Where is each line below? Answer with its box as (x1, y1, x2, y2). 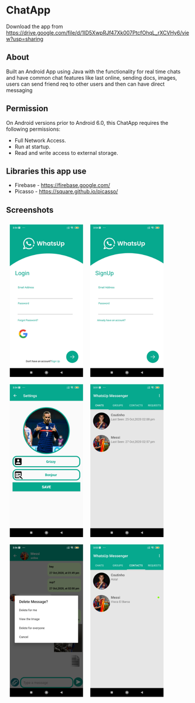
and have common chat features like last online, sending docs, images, (6, 74, 177, 81)
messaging (6, 86, 33, 94)
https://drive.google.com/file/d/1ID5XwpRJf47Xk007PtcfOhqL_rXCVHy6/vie (6, 29, 189, 36)
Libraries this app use (6, 166, 87, 176)
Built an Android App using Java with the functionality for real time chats (6, 68, 181, 75)
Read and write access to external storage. (14, 149, 118, 156)
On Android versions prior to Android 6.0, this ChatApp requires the (6, 119, 169, 126)
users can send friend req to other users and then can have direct (6, 80, 165, 87)
